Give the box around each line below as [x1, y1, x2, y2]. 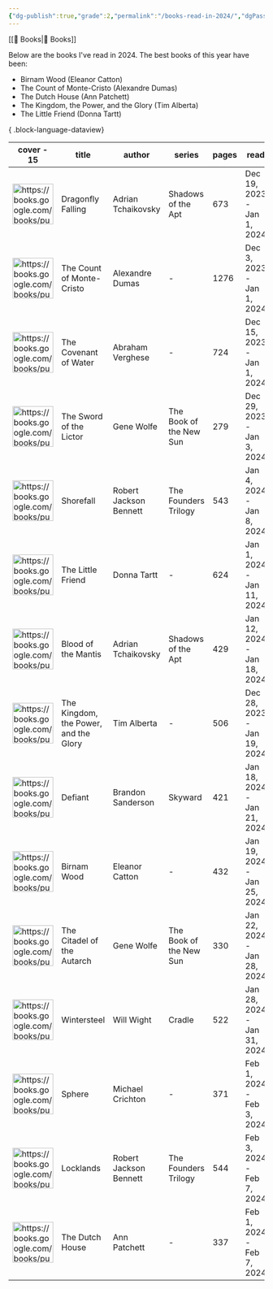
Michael [112, 1083, 144, 1094]
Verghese [112, 351, 150, 362]
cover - [17, 144, 49, 155]
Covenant [61, 346, 99, 358]
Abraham [112, 341, 148, 353]
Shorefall [61, 495, 96, 506]
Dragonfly [61, 193, 100, 204]
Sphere [61, 1088, 89, 1100]
